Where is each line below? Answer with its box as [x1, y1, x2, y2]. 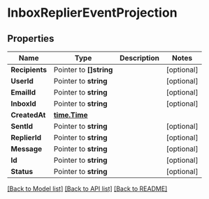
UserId [10, 77, 34, 86]
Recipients [10, 65, 48, 74]
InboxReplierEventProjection [7, 5, 178, 21]
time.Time [53, 110, 88, 120]
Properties [7, 33, 55, 45]
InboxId [10, 99, 36, 109]
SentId [10, 122, 34, 131]
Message [10, 144, 43, 154]
